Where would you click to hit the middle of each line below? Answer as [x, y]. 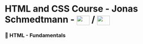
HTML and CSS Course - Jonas [71, 9]
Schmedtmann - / [50, 19]
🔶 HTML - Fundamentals [35, 35]
